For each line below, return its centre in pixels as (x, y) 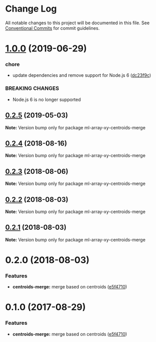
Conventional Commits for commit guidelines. (52, 28)
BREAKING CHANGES (32, 88)
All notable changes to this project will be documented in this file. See (77, 23)
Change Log (31, 9)
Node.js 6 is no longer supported (47, 100)
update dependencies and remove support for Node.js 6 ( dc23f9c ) (82, 75)
